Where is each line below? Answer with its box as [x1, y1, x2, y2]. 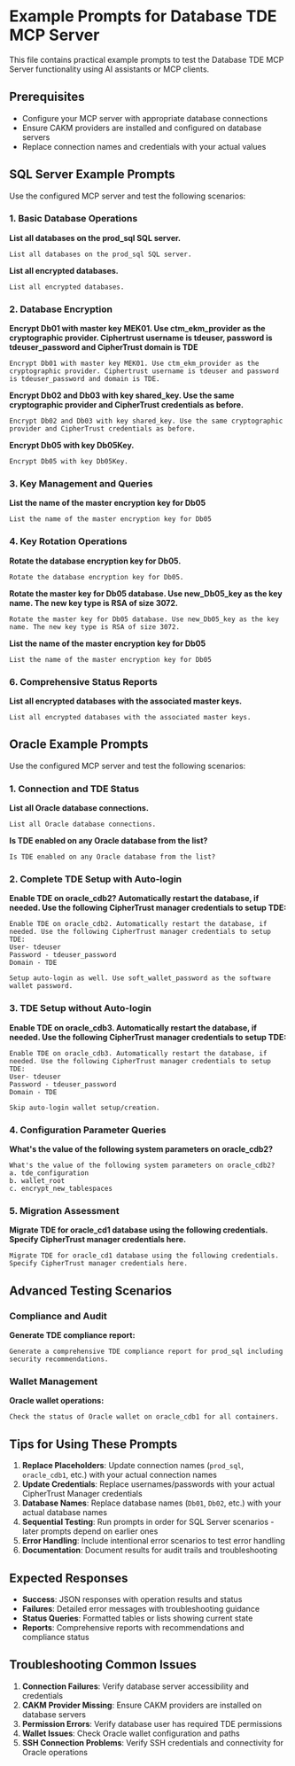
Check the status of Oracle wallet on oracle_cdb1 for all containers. [9, 1412, 279, 1421]
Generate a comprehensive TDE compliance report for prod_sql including [9, 1347, 283, 1357]
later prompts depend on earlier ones [21, 1526, 159, 1536]
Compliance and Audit [9, 1310, 108, 1322]
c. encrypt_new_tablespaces [9, 1185, 113, 1194]
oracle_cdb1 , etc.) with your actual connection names [21, 1469, 217, 1481]
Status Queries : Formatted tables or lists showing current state [21, 1613, 253, 1623]
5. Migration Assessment [9, 1204, 120, 1217]
